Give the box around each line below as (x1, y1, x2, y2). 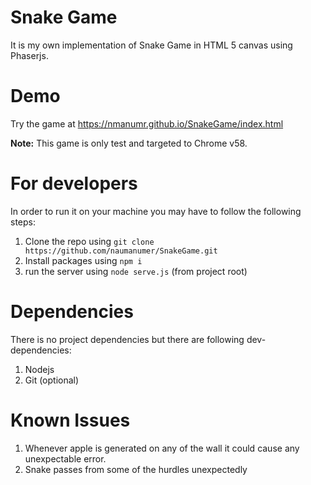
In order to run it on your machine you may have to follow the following (10, 205, 302, 217)
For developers (10, 172, 138, 195)
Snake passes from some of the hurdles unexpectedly (24, 463, 248, 475)
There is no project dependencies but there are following (10, 333, 245, 345)
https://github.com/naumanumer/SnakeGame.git (24, 246, 218, 256)
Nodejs (24, 363, 55, 375)
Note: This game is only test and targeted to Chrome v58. (10, 137, 248, 149)
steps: (10, 216, 36, 228)
